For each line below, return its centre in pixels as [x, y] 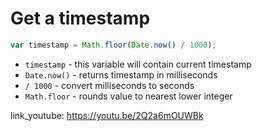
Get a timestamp [80, 18]
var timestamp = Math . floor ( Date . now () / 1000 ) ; [113, 45]
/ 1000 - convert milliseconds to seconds [109, 85]
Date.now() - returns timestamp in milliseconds [121, 74]
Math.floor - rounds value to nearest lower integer [128, 96]
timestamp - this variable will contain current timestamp [138, 64]
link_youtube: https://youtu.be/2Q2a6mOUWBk [107, 115]
